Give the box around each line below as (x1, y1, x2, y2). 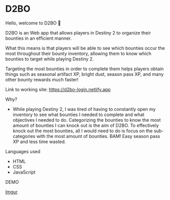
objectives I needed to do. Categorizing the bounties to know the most (12, 117, 161, 123)
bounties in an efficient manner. (5, 35, 72, 41)
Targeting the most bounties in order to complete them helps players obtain (5, 66, 164, 72)
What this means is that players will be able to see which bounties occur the (5, 45, 165, 51)
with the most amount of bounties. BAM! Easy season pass (36, 133, 160, 139)
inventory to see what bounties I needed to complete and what (12, 111, 144, 118)
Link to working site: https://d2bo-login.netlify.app (5, 86, 111, 92)
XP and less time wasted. (12, 138, 66, 145)
